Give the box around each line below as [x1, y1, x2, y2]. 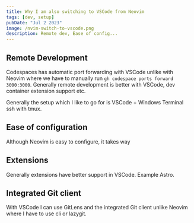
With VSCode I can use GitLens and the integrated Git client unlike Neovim [6, 204, 188, 211]
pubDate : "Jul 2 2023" [6, 20, 62, 26]
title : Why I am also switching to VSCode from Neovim [6, 8, 145, 15]
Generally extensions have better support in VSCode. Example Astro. [6, 171, 175, 178]
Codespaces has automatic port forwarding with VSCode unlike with [6, 68, 174, 75]
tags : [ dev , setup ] [6, 14, 55, 20]
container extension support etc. [6, 87, 86, 94]
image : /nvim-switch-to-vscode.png [6, 25, 94, 31]
